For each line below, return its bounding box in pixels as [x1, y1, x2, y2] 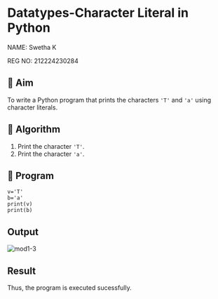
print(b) [7, 207, 33, 214]
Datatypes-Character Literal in [7, 5, 189, 21]
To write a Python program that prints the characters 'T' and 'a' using [7, 95, 212, 104]
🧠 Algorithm [7, 124, 61, 135]
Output [7, 226, 39, 238]
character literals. [7, 103, 58, 112]
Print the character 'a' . [17, 149, 85, 158]
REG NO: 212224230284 [7, 56, 79, 65]
